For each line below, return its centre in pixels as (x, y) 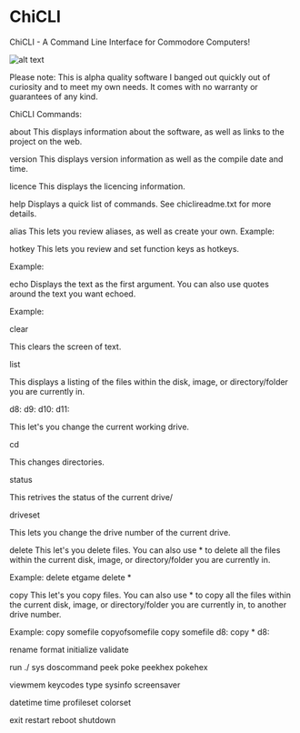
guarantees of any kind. (54, 96)
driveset (25, 515)
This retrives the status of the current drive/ (91, 497)
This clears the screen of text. (65, 346)
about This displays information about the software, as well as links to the (147, 131)
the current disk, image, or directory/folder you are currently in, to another (148, 604)
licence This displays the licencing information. (97, 186)
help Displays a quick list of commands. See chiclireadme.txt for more (140, 204)
